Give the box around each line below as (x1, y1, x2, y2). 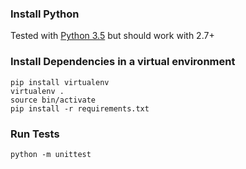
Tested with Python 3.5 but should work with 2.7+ (10, 30, 215, 42)
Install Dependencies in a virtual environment (10, 55, 236, 69)
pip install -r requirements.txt (10, 103, 150, 114)
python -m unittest (10, 149, 92, 159)
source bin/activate (10, 95, 97, 105)
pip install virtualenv (10, 77, 110, 87)
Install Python (10, 7, 80, 21)
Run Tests (10, 127, 60, 141)
